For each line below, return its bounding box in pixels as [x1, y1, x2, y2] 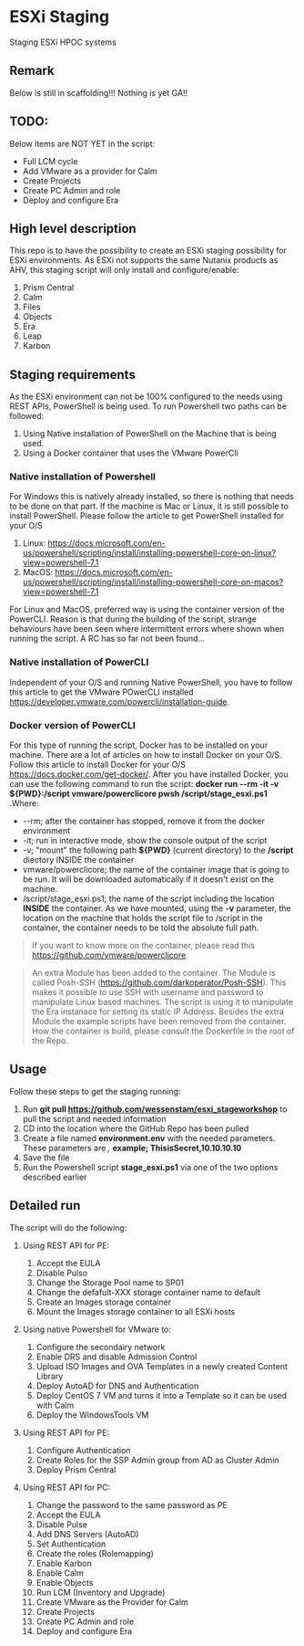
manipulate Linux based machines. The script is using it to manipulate [31, 997, 294, 1008]
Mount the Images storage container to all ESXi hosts [35, 1305, 236, 1316]
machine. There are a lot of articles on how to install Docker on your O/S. [9, 750, 282, 760]
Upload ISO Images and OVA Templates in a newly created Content [35, 1360, 289, 1371]
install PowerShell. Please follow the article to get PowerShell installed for [9, 510, 285, 521]
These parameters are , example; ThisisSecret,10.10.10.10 [22, 1142, 242, 1153]
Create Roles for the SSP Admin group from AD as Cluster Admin [35, 1454, 279, 1465]
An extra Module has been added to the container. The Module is [31, 968, 276, 979]
